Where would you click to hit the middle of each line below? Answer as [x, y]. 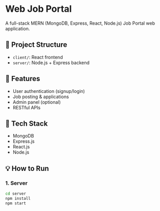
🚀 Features [23, 79]
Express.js [24, 141]
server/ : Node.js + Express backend [51, 63]
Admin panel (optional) [37, 102]
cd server [16, 194]
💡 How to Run [27, 168]
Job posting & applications [41, 97]
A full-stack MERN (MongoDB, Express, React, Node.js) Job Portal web [80, 23]
